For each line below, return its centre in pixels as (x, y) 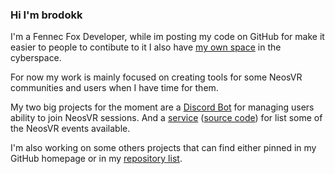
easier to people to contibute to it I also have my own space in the (146, 47)
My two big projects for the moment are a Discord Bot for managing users (162, 107)
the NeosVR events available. (70, 129)
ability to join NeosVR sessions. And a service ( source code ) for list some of (166, 118)
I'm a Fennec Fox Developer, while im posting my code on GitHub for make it (167, 37)
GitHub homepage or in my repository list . (96, 159)
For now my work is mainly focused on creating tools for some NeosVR (156, 77)
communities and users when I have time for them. (114, 88)
